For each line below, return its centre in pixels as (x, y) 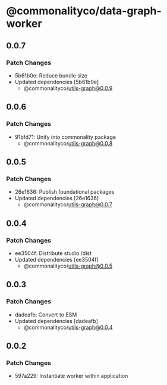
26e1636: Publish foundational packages (64, 192)
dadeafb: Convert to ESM (46, 315)
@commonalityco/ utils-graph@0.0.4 (68, 327)
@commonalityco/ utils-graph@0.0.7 (68, 204)
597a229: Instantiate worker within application (71, 376)
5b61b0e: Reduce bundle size (51, 75)
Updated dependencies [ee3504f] (57, 259)
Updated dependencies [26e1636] (57, 198)
